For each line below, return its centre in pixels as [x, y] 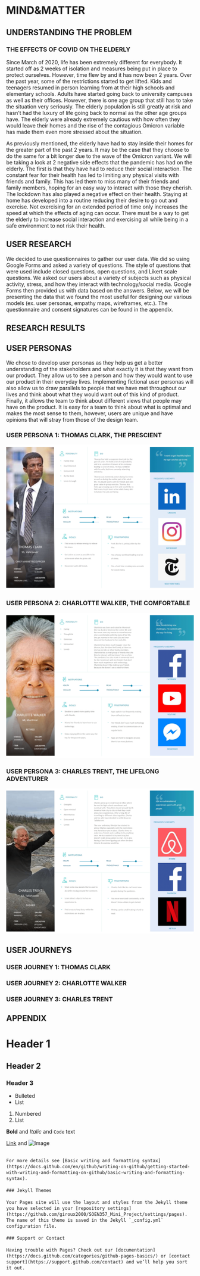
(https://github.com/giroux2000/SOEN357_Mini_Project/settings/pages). [97, 1215]
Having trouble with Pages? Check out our [60, 1250]
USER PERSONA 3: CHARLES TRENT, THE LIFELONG [83, 771]
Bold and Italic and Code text [41, 1132]
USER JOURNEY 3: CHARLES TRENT [60, 999]
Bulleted [25, 1096]
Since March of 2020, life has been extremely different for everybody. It [94, 62]
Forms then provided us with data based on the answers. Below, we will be [98, 290]
